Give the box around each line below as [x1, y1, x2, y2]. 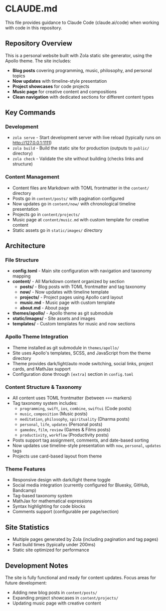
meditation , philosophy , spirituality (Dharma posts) [19, 416, 130, 422]
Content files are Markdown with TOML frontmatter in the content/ [12, 185, 150, 191]
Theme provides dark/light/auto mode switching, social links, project [12, 360, 154, 366]
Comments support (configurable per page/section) [12, 509, 119, 515]
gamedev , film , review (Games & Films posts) [19, 427, 111, 433]
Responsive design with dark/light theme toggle [12, 477, 111, 483]
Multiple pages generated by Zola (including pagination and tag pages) [12, 536, 159, 542]
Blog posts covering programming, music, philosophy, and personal [12, 67, 152, 73]
